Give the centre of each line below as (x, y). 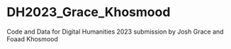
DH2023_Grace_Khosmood (89, 12)
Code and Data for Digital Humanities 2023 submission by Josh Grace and (115, 31)
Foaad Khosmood (32, 38)
